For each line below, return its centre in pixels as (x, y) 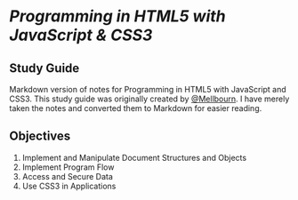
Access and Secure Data (68, 176)
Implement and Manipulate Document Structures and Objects (134, 157)
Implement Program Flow (68, 167)
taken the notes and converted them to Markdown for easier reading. (136, 108)
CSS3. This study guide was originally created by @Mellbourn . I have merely (149, 99)
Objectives (40, 136)
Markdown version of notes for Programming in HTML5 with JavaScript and (148, 89)
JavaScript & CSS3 (81, 35)
